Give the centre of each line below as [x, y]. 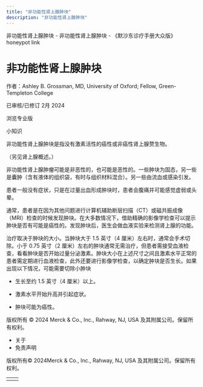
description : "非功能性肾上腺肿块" [47, 18]
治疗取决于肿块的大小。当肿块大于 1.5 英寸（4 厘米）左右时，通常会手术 [96, 238]
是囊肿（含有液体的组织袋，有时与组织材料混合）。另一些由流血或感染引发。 [100, 177]
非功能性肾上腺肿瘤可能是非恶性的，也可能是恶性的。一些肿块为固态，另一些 [101, 170]
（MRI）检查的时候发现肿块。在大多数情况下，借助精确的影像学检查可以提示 [101, 218]
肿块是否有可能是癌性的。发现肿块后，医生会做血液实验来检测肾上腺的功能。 [101, 225]
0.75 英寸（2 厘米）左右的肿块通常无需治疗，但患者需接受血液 [106, 246]
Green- [168, 86]
